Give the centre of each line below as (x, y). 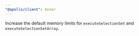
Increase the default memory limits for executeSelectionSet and (69, 23)
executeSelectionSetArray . (32, 28)
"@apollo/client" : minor (30, 9)
